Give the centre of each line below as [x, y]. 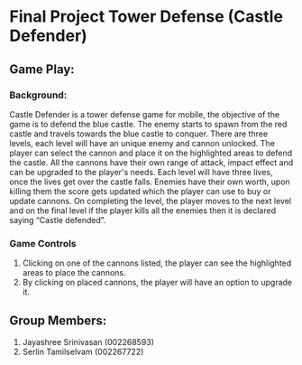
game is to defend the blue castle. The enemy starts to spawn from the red [148, 124]
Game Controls [43, 243]
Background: [38, 95]
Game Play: [42, 69]
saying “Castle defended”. [58, 220]
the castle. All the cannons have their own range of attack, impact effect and [151, 162]
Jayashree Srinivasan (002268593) [88, 342]
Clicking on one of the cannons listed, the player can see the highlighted [157, 263]
